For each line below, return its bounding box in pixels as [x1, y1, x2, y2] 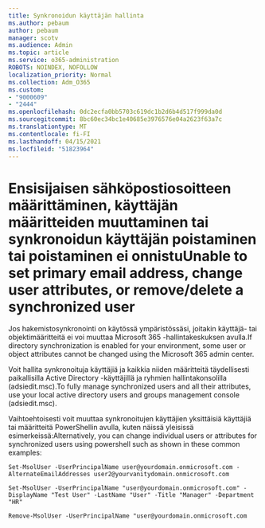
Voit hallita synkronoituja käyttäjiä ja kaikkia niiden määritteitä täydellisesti [8, 365, 250, 374]
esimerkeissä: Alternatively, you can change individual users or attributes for [8, 431, 257, 440]
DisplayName [8, 491, 48, 499]
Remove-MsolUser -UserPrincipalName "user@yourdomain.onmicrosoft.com [8, 512, 247, 520]
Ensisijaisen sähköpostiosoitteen [8, 179, 232, 198]
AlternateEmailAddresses [8, 471, 91, 479]
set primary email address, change [8, 264, 243, 282]
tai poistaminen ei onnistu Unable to [8, 247, 248, 265]
